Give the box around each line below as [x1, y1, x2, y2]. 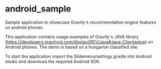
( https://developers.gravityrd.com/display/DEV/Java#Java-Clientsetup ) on [5, 39, 154, 44]
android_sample [5, 3, 71, 14]
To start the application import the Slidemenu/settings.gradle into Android [5, 53, 152, 59]
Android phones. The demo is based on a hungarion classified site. [5, 44, 139, 50]
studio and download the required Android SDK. [5, 58, 101, 64]
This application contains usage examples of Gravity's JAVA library [5, 34, 139, 40]
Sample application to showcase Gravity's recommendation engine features [5, 19, 157, 25]
